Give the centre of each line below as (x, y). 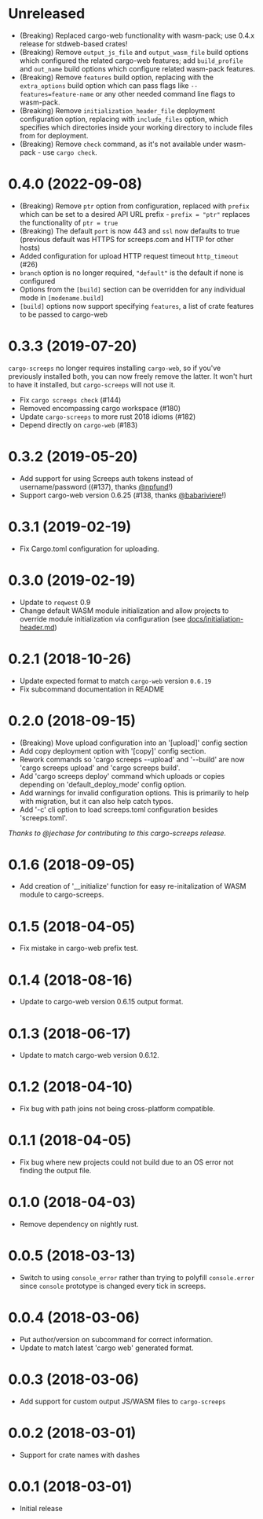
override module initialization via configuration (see (102, 618)
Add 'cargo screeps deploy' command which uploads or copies (122, 776)
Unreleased (47, 14)
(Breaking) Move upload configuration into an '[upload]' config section (133, 743)
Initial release (41, 1508)
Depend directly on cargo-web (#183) (79, 424)
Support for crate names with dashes (79, 1455)
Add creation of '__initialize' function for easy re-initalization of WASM (133, 886)
